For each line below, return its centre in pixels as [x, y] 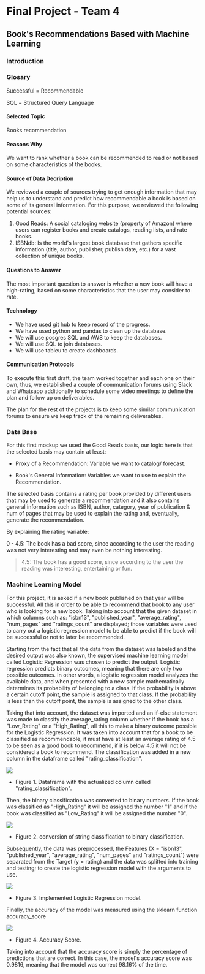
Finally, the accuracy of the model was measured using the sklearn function [102, 910]
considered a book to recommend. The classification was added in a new [99, 751]
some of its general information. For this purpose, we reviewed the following [102, 205]
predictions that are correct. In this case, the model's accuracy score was [99, 958]
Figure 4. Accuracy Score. [48, 940]
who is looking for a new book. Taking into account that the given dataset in [102, 611]
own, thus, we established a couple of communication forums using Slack [99, 385]
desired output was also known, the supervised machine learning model [97, 655]
